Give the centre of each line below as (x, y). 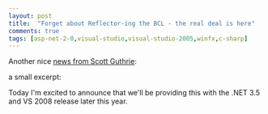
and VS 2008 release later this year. (68, 101)
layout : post (30, 16)
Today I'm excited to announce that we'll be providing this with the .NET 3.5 (134, 93)
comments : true (34, 31)
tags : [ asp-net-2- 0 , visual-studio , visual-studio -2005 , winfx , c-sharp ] (128, 38)
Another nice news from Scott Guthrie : (73, 61)
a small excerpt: (35, 77)
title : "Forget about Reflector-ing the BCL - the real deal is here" (132, 23)
